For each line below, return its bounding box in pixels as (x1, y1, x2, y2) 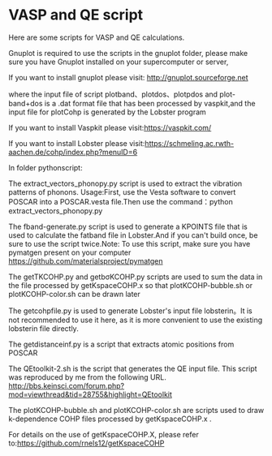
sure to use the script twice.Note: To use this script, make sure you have (8, 239, 251, 248)
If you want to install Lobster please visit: (8, 138, 145, 148)
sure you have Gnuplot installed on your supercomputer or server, (8, 57, 229, 67)
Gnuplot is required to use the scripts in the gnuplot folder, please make (8, 48, 248, 58)
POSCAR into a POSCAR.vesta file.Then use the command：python (8, 196, 233, 206)
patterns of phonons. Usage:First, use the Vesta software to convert (8, 187, 236, 196)
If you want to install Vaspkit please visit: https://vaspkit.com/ (8, 123, 212, 132)
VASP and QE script (8, 6, 144, 24)
